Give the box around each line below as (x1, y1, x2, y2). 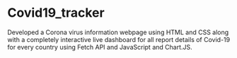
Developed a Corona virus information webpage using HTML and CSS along (7, 28, 229, 36)
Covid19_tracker (7, 5, 105, 21)
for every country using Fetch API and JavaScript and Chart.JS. (7, 43, 192, 51)
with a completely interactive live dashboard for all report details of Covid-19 (7, 35, 231, 43)
